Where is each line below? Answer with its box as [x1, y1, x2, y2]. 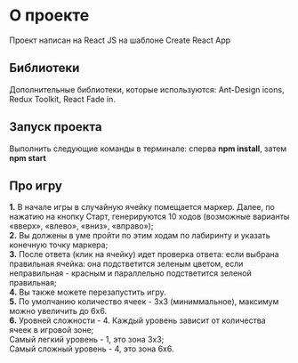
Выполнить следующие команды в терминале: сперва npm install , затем [9, 143, 287, 154]
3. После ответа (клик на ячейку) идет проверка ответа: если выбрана [9, 249, 279, 260]
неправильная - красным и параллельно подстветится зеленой [9, 268, 252, 278]
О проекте [9, 5, 90, 26]
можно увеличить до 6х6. [9, 306, 108, 317]
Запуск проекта [9, 119, 102, 134]
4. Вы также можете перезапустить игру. [9, 286, 166, 298]
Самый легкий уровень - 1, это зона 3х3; [9, 335, 165, 345]
